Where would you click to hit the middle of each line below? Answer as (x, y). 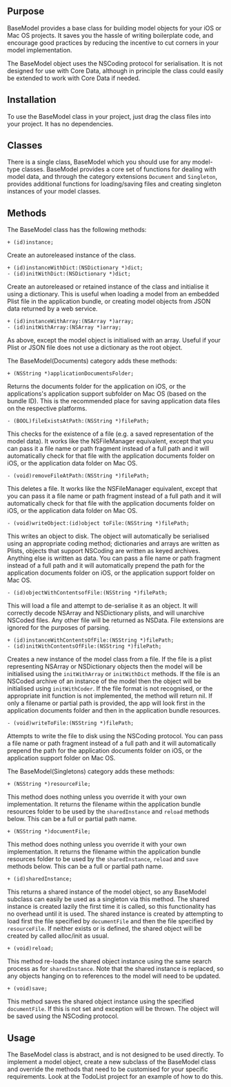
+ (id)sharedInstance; (40, 879)
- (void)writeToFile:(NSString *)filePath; (71, 723)
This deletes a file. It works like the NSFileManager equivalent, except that (112, 489)
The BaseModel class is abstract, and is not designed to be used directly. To (115, 1055)
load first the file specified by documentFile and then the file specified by (110, 921)
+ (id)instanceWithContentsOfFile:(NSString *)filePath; (91, 641)
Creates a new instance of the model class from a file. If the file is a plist (110, 660)
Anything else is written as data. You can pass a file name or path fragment (114, 558)
